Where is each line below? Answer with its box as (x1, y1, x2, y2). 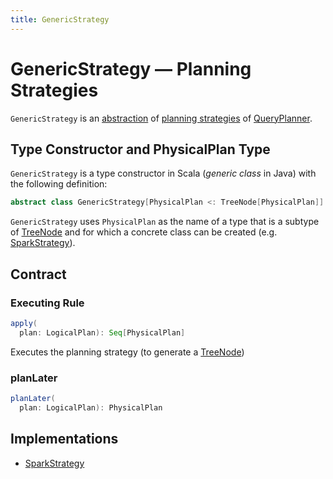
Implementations (10, 431, 119, 448)
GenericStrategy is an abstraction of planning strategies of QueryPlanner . (10, 112, 313, 124)
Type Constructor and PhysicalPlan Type (10, 141, 271, 158)
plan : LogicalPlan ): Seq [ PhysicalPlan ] (19, 327, 186, 338)
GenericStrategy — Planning (10, 57, 252, 80)
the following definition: (10, 178, 108, 190)
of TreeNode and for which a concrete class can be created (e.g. (10, 226, 278, 238)
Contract (10, 266, 67, 283)
